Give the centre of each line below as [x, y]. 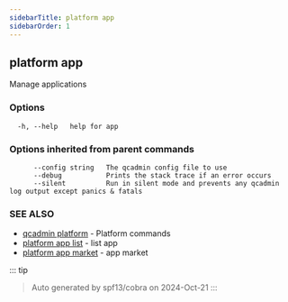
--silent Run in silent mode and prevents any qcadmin [156, 183]
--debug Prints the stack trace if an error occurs [152, 175]
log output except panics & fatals [76, 191]
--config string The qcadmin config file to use [130, 168]
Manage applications [48, 84]
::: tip [19, 270]
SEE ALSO [32, 214]
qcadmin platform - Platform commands [96, 233]
